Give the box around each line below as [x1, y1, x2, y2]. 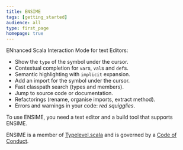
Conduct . [6, 138, 29, 145]
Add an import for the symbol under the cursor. [14, 77, 130, 84]
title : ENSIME [6, 8, 41, 15]
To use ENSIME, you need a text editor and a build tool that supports [6, 113, 173, 121]
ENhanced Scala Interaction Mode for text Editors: [6, 47, 129, 54]
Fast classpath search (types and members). [14, 83, 124, 90]
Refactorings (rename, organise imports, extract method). [14, 96, 156, 103]
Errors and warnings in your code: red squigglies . [14, 102, 135, 109]
